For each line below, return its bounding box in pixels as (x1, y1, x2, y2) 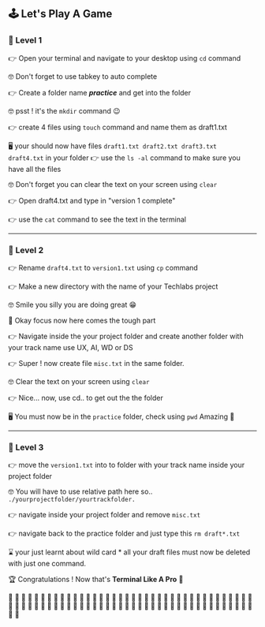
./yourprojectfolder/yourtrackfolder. (8, 496, 136, 504)
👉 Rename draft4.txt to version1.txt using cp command (8, 263, 199, 272)
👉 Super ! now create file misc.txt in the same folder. (8, 358, 185, 368)
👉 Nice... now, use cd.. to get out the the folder (8, 393, 164, 402)
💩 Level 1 (8, 35, 42, 46)
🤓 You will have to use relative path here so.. (8, 487, 153, 496)
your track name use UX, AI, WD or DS (8, 342, 133, 352)
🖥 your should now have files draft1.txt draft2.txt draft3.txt (8, 141, 217, 151)
